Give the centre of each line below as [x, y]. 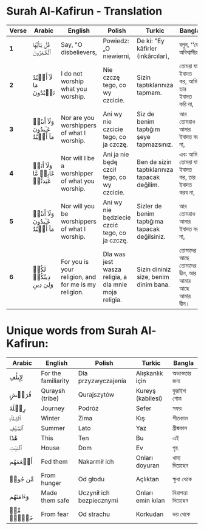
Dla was [114, 254]
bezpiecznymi [98, 500]
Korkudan [150, 514]
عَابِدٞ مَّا [44, 173]
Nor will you [78, 206]
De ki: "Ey [151, 41]
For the [51, 373]
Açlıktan [147, 479]
